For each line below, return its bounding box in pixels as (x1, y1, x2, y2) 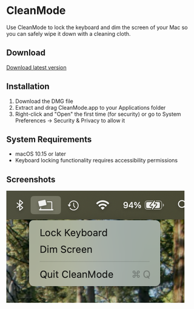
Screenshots (6, 174, 56, 185)
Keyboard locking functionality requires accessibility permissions (15, 157, 178, 164)
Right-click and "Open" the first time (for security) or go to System (15, 110, 181, 118)
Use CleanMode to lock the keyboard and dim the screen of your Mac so (6, 24, 188, 31)
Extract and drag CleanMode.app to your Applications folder (15, 104, 166, 111)
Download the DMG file (15, 98, 74, 105)
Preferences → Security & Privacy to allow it (15, 116, 125, 124)
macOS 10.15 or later (15, 150, 67, 158)
